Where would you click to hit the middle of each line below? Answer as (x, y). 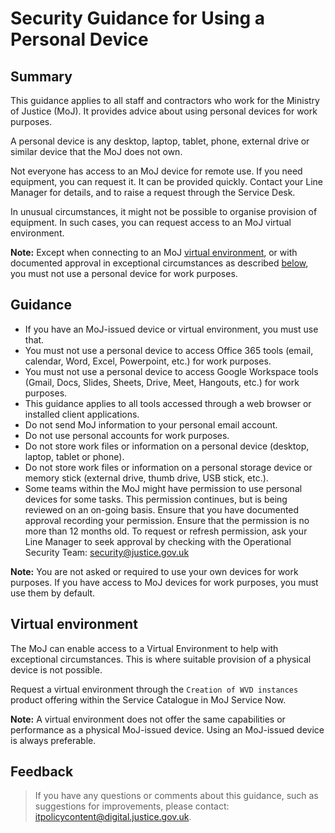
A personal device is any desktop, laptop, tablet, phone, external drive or (160, 141)
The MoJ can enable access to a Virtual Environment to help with (144, 648)
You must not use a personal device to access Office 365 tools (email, (169, 350)
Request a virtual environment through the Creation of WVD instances (154, 689)
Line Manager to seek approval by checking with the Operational (158, 541)
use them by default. (53, 593)
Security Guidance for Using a (138, 18)
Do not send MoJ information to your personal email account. (151, 424)
